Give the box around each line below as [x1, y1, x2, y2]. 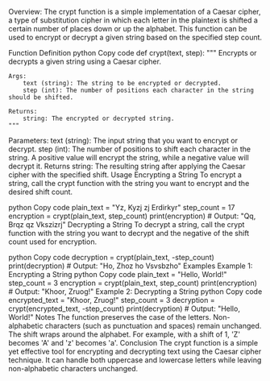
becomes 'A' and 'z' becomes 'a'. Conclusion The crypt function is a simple [8, 338, 259, 347]
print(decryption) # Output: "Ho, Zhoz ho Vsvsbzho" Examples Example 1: [8, 261, 253, 271]
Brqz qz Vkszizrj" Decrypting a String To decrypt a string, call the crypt [8, 220, 245, 229]
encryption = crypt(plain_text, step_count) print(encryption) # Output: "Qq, [8, 211, 256, 221]
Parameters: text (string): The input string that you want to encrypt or [8, 136, 239, 145]
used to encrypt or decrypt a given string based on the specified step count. [8, 32, 263, 42]
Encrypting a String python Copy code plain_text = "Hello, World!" [8, 270, 227, 279]
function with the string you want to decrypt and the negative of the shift [8, 229, 250, 238]
